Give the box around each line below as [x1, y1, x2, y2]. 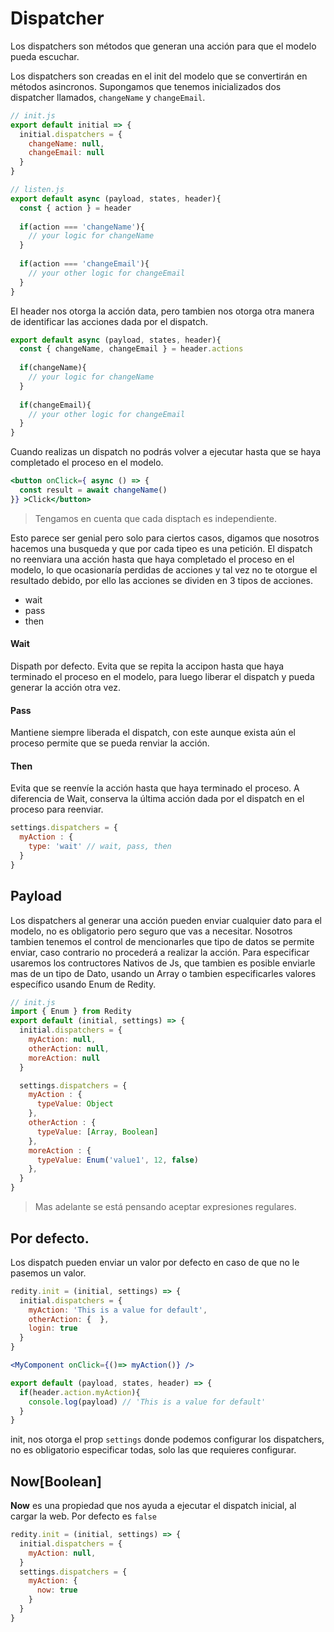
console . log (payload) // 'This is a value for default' [28, 1397, 267, 1407]
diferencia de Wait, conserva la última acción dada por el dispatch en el [10, 793, 305, 805]
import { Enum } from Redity [10, 1007, 132, 1017]
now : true [36, 1585, 78, 1596]
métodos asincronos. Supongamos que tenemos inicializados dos [10, 80, 282, 92]
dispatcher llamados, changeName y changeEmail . [10, 91, 206, 103]
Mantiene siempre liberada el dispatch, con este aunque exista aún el [10, 727, 296, 739]
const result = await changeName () [19, 485, 168, 496]
